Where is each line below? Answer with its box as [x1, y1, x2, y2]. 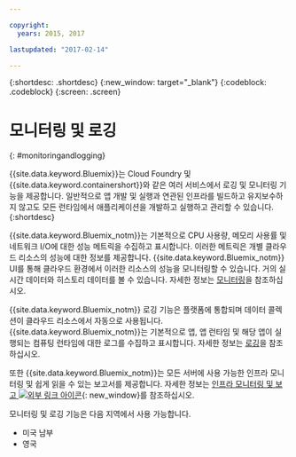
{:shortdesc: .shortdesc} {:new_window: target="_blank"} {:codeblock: [9, 77, 268, 88]
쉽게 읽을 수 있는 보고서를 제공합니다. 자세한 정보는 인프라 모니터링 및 [35, 379, 274, 390]
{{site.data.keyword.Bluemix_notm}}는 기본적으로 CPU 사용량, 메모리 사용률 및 [9, 230, 287, 240]
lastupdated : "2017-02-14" [9, 45, 109, 54]
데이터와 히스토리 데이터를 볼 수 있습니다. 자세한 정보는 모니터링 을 [25, 274, 253, 285]
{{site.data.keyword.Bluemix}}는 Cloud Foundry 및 [9, 169, 191, 179]
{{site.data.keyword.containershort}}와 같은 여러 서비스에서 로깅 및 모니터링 [9, 179, 277, 191]
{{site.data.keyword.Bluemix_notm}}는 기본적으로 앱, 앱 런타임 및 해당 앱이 [9, 327, 273, 337]
